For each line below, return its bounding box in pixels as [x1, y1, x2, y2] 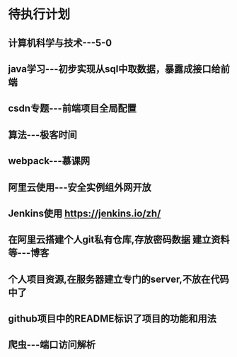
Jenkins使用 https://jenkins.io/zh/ [8, 207, 161, 219]
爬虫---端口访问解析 [8, 339, 96, 351]
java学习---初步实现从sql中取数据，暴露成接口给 [8, 63, 221, 75]
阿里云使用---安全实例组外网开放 [8, 181, 151, 193]
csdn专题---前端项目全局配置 [8, 103, 137, 115]
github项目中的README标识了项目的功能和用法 [8, 312, 216, 325]
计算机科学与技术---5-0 [8, 37, 112, 49]
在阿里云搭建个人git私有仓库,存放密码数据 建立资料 [8, 234, 230, 246]
